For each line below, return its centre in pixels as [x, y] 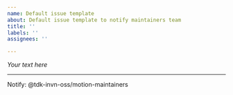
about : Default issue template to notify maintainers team [94, 20]
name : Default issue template [51, 13]
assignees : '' [28, 39]
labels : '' [23, 33]
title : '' [21, 26]
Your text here [27, 65]
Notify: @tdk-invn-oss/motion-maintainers [68, 85]
